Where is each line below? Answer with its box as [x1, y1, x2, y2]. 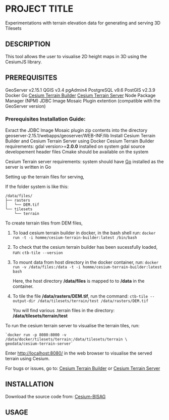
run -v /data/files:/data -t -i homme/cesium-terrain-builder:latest [12, 264, 162, 270]
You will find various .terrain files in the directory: [12, 307, 115, 313]
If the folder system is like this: [5, 183, 69, 189]
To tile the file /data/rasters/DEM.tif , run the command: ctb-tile [12, 293, 148, 299]
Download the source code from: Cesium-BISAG [5, 393, 106, 399]
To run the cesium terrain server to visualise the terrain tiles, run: [5, 322, 140, 328]
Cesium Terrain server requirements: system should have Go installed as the [5, 158, 164, 165]
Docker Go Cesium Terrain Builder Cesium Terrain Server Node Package [5, 92, 156, 98]
